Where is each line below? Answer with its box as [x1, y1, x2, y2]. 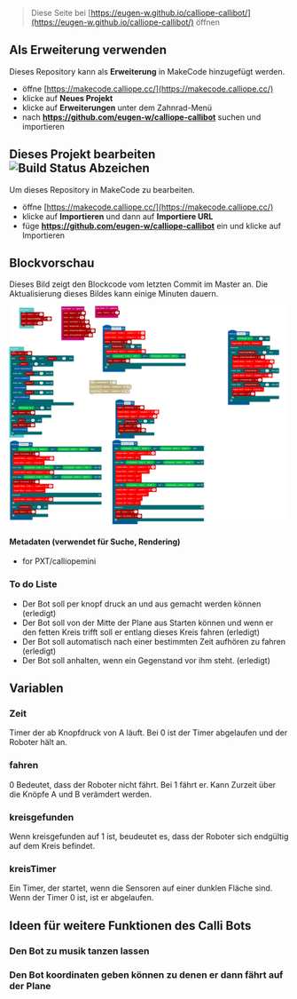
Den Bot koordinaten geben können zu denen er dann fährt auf [9, 968, 284, 980]
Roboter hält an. [9, 737, 68, 748]
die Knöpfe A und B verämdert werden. [9, 789, 152, 799]
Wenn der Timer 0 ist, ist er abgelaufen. [9, 892, 154, 903]
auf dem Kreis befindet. [9, 840, 96, 851]
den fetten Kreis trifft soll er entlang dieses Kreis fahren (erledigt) [21, 626, 260, 638]
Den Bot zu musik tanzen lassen [9, 945, 150, 957]
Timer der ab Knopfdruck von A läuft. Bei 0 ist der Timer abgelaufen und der [9, 727, 288, 738]
